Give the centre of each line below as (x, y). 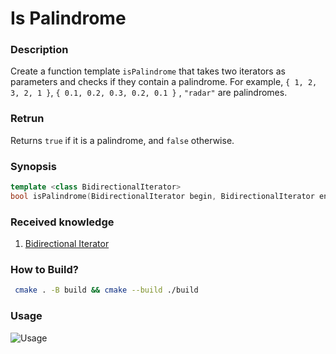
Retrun (27, 119)
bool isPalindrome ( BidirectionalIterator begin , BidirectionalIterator (162, 196)
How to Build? (44, 270)
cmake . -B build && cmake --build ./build (106, 290)
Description (39, 50)
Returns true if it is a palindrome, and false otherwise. (122, 140)
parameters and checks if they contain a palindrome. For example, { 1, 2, (164, 82)
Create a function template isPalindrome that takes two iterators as (148, 71)
